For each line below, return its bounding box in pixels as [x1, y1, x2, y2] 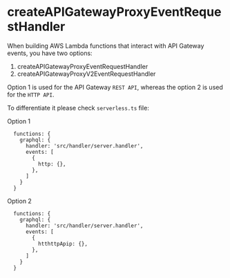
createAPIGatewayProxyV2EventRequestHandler [17, 70, 156, 78]
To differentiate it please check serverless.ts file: [7, 103, 150, 112]
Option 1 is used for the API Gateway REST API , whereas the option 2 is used [7, 83, 223, 91]
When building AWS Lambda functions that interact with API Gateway [7, 41, 204, 50]
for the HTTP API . [7, 90, 55, 99]
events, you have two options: [7, 49, 93, 57]
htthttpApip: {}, [37, 240, 88, 247]
